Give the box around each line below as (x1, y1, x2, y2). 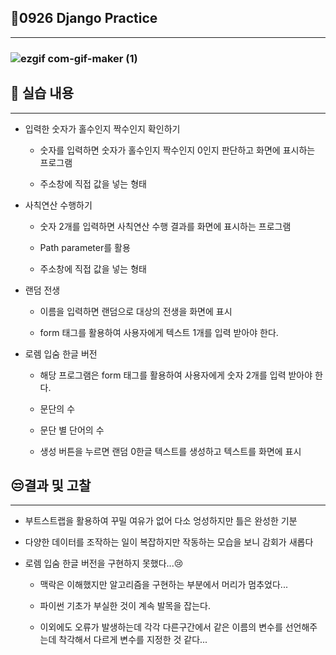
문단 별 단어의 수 (39, 424, 105, 436)
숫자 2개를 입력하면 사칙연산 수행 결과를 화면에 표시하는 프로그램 (39, 220, 292, 232)
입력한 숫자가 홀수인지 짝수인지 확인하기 (24, 122, 181, 135)
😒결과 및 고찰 (10, 477, 92, 494)
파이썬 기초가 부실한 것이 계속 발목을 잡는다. (39, 600, 211, 612)
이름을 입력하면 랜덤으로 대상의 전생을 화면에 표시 (39, 305, 233, 317)
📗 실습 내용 (10, 85, 75, 102)
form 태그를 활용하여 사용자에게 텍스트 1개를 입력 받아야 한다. (39, 326, 279, 338)
